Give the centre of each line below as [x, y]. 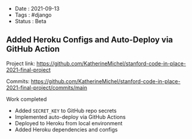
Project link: [21, 63]
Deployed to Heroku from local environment [69, 123]
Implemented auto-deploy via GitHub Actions [70, 117]
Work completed [27, 99]
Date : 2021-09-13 [37, 9]
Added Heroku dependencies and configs [66, 129]
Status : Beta [30, 21]
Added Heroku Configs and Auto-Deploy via [90, 40]
